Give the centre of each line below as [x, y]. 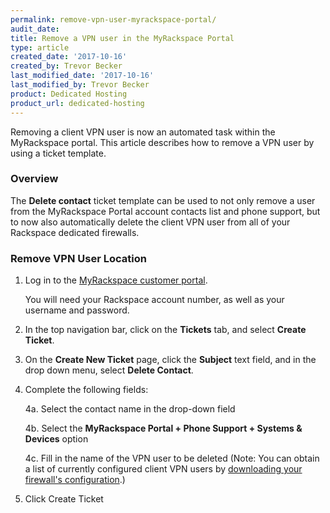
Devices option [56, 439]
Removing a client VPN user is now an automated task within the [143, 132]
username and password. [77, 310]
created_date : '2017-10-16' [69, 57]
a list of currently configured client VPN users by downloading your [163, 469]
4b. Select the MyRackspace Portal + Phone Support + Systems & [163, 428]
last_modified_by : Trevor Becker [80, 85]
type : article [40, 47]
